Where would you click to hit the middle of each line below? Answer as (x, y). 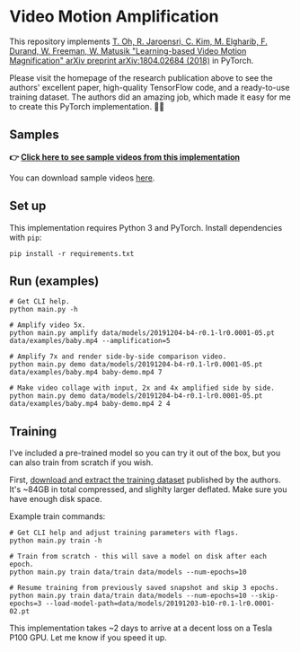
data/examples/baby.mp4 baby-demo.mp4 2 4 (90, 404)
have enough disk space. (56, 499)
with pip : (26, 237)
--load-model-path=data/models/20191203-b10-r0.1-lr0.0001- (160, 604)
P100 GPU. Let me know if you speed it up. (88, 638)
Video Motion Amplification (114, 17)
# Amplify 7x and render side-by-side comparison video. (118, 357)
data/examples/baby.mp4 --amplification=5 (90, 341)
